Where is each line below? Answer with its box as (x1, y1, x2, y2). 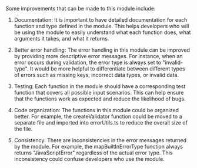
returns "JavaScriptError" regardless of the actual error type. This (14, 149, 173, 156)
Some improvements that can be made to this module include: (5, 5, 156, 12)
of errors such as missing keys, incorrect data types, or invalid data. (14, 72, 179, 78)
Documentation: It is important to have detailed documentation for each (14, 16, 188, 23)
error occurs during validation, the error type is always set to (14, 59, 162, 66)
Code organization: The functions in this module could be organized (14, 107, 179, 113)
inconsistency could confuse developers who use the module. (14, 156, 165, 162)
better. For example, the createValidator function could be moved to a (14, 113, 183, 120)
